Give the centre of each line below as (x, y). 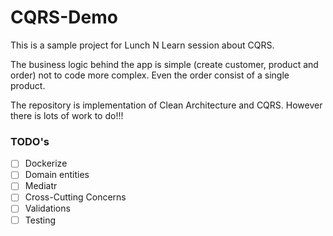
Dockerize (46, 163)
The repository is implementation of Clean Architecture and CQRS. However (166, 105)
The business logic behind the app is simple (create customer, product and (164, 64)
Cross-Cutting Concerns (75, 197)
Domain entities (57, 175)
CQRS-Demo (64, 17)
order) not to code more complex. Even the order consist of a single (150, 75)
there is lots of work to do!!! (67, 115)
